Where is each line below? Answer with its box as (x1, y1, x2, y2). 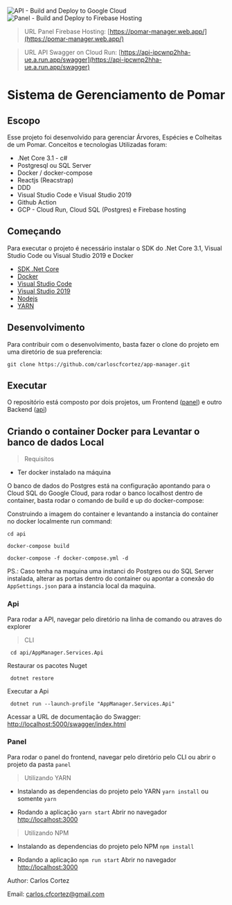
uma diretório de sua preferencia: (7, 347, 102, 356)
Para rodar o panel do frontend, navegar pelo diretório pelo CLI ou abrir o (7, 752, 216, 761)
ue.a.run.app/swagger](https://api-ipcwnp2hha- (24, 55, 162, 64)
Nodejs (17, 294, 38, 302)
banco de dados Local (7, 436, 105, 448)
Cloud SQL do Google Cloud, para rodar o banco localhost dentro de (7, 489, 203, 497)
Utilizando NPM (24, 829, 69, 837)
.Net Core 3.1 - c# (17, 154, 68, 162)
